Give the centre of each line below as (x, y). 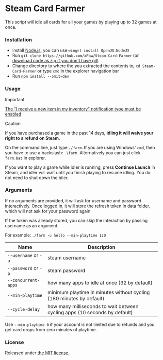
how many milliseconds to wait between (93, 306)
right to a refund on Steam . (33, 138)
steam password (67, 270)
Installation (19, 39)
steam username (67, 257)
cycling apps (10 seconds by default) (90, 312)
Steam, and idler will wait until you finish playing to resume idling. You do (78, 172)
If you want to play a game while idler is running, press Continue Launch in (80, 167)
